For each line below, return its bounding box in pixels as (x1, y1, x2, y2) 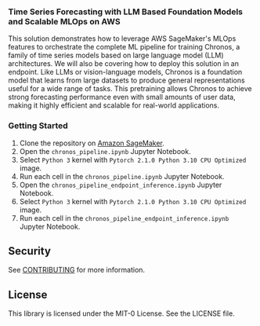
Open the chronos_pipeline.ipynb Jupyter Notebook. (19, 146, 191, 156)
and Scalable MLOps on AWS (8, 16, 121, 27)
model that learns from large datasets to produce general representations (8, 75, 245, 85)
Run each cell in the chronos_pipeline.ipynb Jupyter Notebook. (19, 171, 225, 181)
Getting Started (8, 120, 68, 131)
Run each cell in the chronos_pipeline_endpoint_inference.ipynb (19, 213, 229, 222)
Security (8, 244, 51, 258)
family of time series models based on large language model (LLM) (8, 50, 225, 60)
